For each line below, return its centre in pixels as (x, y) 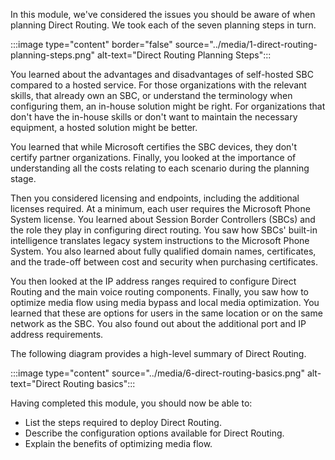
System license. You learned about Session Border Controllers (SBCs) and (163, 219)
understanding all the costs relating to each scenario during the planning (160, 168)
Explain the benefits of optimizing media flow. (118, 443)
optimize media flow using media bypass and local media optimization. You (165, 302)
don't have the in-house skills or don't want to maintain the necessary (154, 117)
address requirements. (57, 334)
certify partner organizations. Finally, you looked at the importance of (153, 157)
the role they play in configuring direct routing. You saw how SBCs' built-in (164, 230)
